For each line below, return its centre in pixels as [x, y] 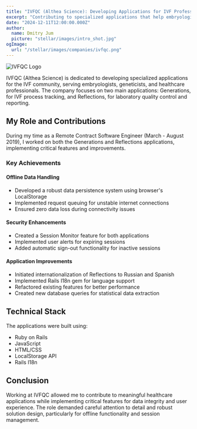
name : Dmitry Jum [33, 33]
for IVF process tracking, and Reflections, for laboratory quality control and [97, 96]
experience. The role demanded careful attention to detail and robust [89, 407]
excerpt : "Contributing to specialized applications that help [85, 17]
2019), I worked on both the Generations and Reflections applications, [90, 142]
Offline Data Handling [33, 177]
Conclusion [28, 381]
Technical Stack [36, 312]
